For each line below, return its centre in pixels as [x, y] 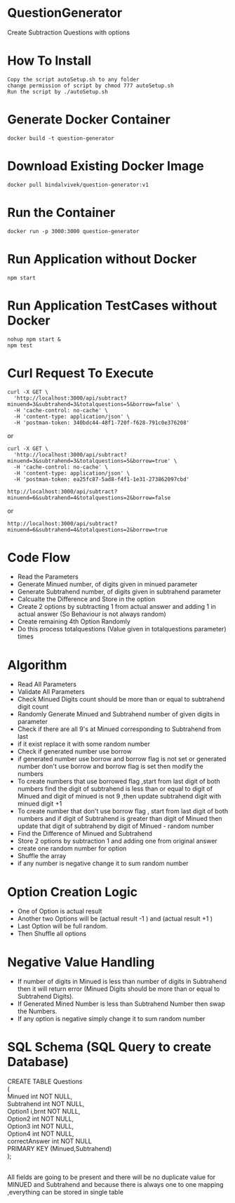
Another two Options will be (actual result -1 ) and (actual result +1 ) [115, 919]
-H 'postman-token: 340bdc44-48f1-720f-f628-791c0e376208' [102, 423]
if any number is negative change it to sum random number [103, 863]
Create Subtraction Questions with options [69, 32]
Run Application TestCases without [112, 305]
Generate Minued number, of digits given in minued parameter [107, 584]
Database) [38, 1062]
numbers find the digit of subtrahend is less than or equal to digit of [115, 789]
